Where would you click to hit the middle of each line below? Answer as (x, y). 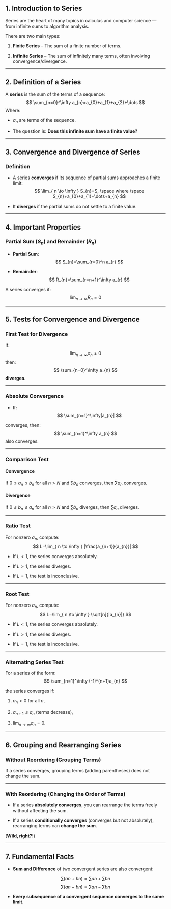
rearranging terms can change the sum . (55, 826)
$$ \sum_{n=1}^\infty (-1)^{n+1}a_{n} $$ (85, 681)
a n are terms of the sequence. (44, 121)
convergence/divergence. (40, 61)
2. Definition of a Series (43, 82)
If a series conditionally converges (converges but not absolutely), (83, 820)
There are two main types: (33, 36)
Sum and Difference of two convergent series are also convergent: (83, 869)
